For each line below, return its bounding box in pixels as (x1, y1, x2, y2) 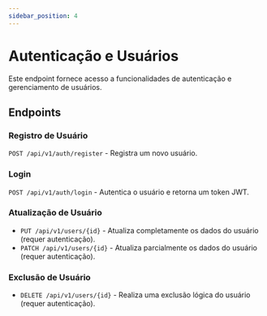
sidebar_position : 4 (8, 11, 79, 20)
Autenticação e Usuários (8, 46, 179, 65)
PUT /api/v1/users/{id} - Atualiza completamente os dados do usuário (19, 225, 259, 235)
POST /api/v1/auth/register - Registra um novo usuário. (8, 148, 198, 158)
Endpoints (8, 105, 62, 119)
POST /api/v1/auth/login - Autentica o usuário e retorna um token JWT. (8, 187, 250, 197)
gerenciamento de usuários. (8, 82, 103, 92)
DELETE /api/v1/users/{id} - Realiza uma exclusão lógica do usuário (19, 290, 251, 300)
